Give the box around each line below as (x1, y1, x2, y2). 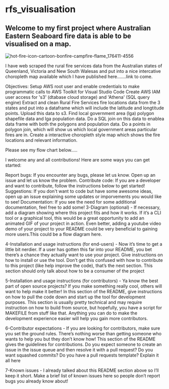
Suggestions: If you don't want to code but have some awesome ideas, (5, 188, 153, 194)
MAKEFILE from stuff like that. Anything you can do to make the (5, 310, 138, 316)
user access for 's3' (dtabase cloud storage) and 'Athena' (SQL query (5, 94, 150, 100)
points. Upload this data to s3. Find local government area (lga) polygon (5, 110, 154, 116)
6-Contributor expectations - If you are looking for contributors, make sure (5, 325, 160, 331)
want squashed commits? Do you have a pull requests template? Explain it (5, 352, 159, 358)
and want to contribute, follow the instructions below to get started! (5, 183, 145, 188)
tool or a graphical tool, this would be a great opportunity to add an (5, 215, 145, 221)
